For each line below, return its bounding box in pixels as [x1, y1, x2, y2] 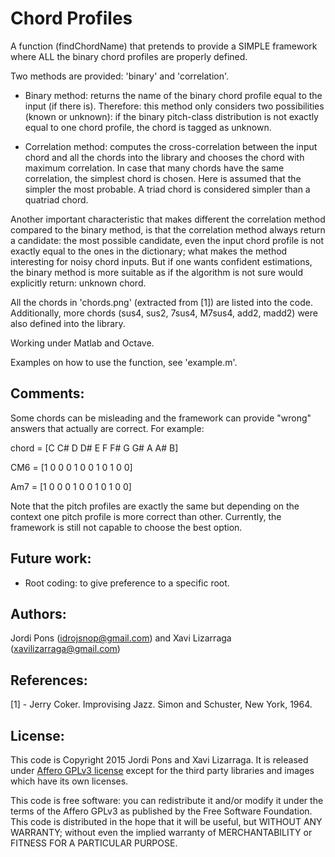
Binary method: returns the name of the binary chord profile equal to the [24, 89, 323, 101]
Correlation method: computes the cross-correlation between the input [24, 140, 318, 152]
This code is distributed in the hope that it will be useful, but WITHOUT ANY [10, 816, 323, 827]
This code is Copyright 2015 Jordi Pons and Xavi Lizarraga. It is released [10, 754, 309, 766]
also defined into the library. [10, 317, 126, 329]
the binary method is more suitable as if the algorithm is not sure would [10, 266, 303, 278]
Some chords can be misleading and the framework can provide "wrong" [10, 412, 312, 424]
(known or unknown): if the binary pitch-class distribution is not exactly [24, 110, 319, 122]
